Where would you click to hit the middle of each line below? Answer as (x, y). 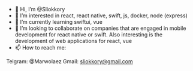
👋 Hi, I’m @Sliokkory (40, 9)
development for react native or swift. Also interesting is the (89, 35)
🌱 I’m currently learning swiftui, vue (59, 22)
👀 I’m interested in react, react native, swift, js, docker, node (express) (101, 16)
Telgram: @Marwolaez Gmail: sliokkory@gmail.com (70, 61)
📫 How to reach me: (40, 47)
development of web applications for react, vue (73, 41)
